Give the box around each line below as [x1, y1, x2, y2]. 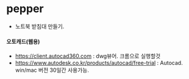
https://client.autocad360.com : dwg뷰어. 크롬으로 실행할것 [15, 52, 161, 60]
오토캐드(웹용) [6, 38, 40, 45]
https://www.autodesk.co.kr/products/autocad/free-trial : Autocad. [15, 60, 183, 67]
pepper [6, 2, 44, 16]
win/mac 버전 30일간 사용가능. [15, 66, 90, 74]
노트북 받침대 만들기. [15, 22, 65, 30]
